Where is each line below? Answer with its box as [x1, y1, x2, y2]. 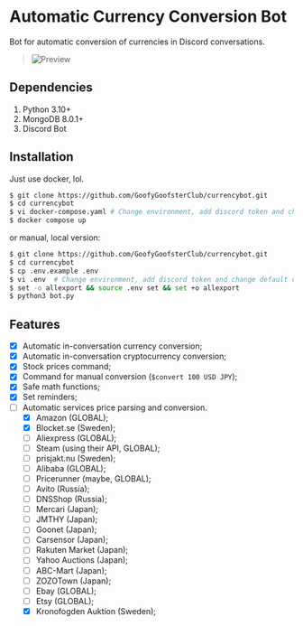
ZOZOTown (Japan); [35, 575, 112, 586]
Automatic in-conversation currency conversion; [22, 341, 203, 351]
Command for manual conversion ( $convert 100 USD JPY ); [22, 371, 238, 382]
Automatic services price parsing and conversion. [22, 402, 207, 413]
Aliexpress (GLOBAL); [35, 432, 117, 444]
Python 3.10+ [22, 104, 72, 115]
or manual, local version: [9, 232, 101, 243]
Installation [9, 149, 74, 164]
